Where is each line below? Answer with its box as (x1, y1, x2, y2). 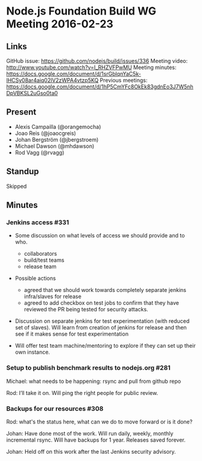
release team (24, 263, 57, 270)
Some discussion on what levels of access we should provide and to (14, 232, 185, 239)
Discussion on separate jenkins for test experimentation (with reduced (14, 317, 190, 325)
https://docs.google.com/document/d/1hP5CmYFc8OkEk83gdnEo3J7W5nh (6, 83, 194, 90)
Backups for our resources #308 (6, 404, 104, 413)
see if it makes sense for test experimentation (14, 330, 128, 337)
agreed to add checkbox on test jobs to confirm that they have (24, 299, 179, 307)
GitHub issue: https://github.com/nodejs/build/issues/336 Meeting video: (6, 58, 188, 64)
